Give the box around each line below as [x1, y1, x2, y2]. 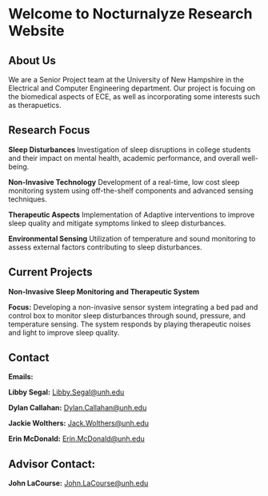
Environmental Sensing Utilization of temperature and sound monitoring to [8, 234, 256, 243]
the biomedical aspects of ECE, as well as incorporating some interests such [8, 92, 260, 101]
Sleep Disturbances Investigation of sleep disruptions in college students [8, 145, 251, 154]
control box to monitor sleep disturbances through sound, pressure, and [8, 310, 246, 320]
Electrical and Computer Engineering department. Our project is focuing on [8, 83, 256, 93]
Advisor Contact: [8, 457, 96, 470]
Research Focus [8, 123, 90, 137]
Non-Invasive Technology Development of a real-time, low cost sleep [8, 177, 240, 186]
